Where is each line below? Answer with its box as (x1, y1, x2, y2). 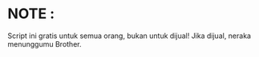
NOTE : (7, 5, 55, 23)
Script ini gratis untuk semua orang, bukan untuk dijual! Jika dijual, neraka (7, 31, 252, 40)
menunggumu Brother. (7, 39, 82, 48)
